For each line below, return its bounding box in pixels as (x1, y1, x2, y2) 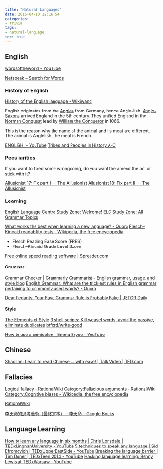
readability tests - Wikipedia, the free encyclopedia (21, 228, 124, 235)
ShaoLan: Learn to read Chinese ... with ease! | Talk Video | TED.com (5, 358, 143, 364)
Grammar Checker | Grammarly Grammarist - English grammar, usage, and (5, 275, 155, 281)
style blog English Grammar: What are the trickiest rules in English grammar (5, 280, 157, 286)
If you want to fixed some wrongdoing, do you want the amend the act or (5, 166, 151, 172)
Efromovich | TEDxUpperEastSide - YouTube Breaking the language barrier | (5, 448, 158, 454)
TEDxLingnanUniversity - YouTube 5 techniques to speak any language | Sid (5, 443, 158, 449)
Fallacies (5, 373, 33, 381)
